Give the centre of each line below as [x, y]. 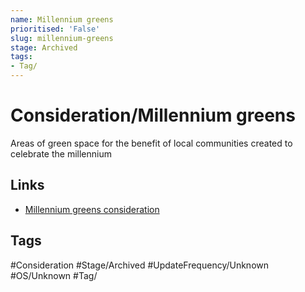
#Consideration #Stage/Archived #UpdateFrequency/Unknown [140, 265]
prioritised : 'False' [55, 29]
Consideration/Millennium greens [153, 115]
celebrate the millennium [61, 153]
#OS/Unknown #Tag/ [54, 275]
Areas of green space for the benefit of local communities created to [151, 143]
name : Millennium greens [62, 19]
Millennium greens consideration [92, 209]
